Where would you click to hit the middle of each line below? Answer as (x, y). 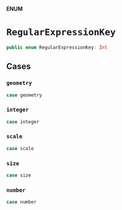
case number (21, 202)
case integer (23, 121)
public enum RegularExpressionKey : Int (57, 47)
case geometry (24, 95)
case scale (20, 148)
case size (19, 176)
